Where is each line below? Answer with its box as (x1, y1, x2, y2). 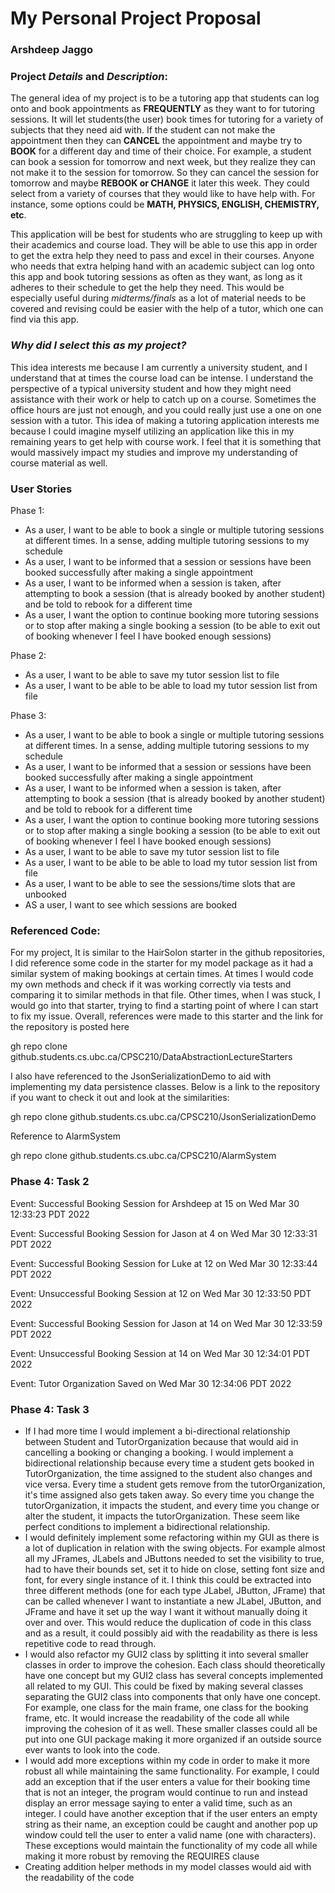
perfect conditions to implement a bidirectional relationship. (24, 1520, 271, 1532)
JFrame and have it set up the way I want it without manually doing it (24, 1605, 308, 1617)
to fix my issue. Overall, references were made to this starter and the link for (10, 1010, 324, 1022)
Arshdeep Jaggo (10, 43, 93, 57)
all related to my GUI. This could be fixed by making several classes (24, 1680, 304, 1692)
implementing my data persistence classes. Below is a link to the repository (10, 1081, 321, 1093)
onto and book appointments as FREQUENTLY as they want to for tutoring (10, 103, 316, 115)
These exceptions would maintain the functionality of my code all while (24, 1839, 318, 1851)
